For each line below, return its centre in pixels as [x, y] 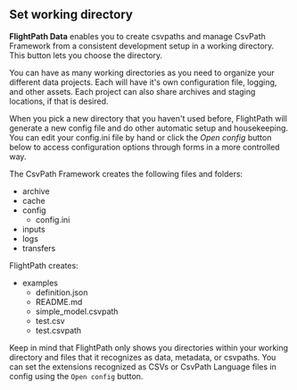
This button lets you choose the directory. [86, 55]
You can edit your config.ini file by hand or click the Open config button [140, 137]
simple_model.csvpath [77, 311]
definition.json [62, 292]
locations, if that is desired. [59, 101]
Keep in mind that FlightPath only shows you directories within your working [148, 347]
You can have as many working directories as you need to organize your [142, 72]
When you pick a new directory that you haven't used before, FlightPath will [148, 118]
